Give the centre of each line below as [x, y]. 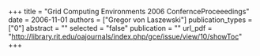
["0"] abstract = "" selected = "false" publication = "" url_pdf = [110, 28]
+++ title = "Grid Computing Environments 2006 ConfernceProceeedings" [129, 11]
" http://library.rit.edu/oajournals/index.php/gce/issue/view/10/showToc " [125, 36]
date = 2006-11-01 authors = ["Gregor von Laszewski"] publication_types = [130, 20]
